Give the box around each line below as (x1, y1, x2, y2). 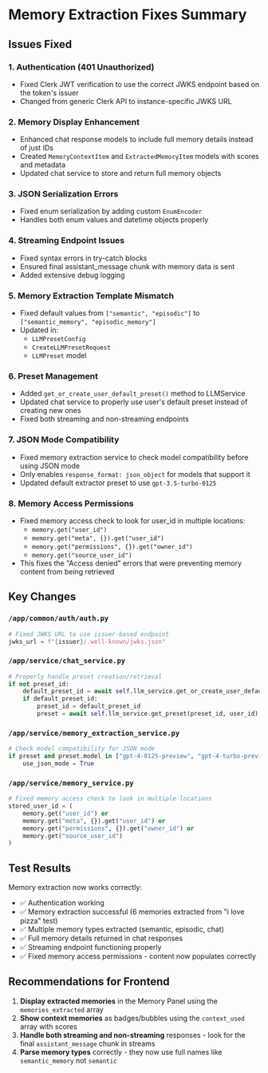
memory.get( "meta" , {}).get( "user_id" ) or (22, 817, 166, 825)
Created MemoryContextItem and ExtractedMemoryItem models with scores (19, 152, 259, 161)
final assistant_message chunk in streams (19, 1039, 156, 1048)
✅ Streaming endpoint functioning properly (19, 943, 162, 952)
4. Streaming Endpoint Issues (8, 235, 125, 246)
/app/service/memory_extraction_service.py (8, 729, 180, 737)
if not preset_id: (8, 680, 69, 688)
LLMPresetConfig (31, 336, 86, 344)
